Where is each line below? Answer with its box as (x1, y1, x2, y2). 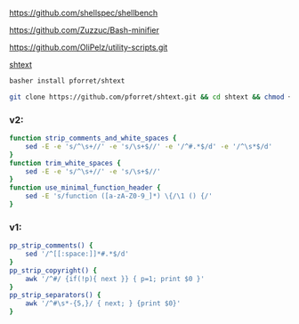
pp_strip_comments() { (9, 241, 93, 250)
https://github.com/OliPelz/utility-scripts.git (9, 42, 168, 53)
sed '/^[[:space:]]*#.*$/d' (25, 249, 129, 259)
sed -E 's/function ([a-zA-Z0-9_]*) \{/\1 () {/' (25, 191, 214, 201)
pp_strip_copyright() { (9, 266, 98, 275)
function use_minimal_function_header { (9, 183, 162, 192)
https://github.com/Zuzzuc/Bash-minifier (9, 25, 160, 35)
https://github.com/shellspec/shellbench (9, 8, 158, 18)
